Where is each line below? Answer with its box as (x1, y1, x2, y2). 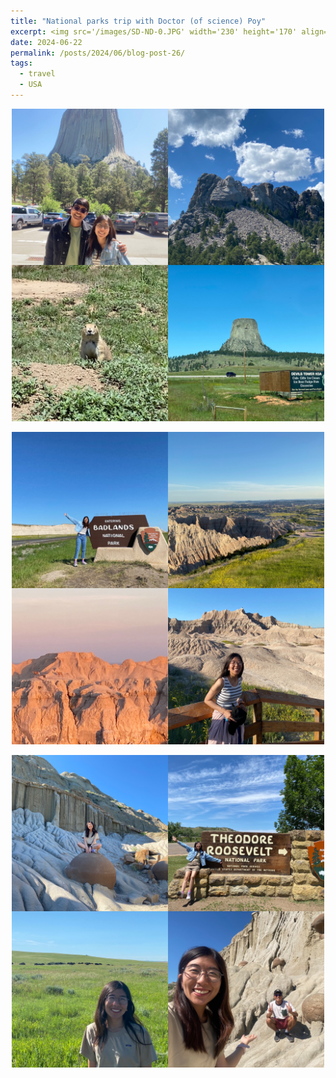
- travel (19, 69, 56, 79)
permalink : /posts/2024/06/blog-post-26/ (10, 48, 186, 58)
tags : (10, 58, 33, 69)
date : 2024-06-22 (10, 37, 83, 47)
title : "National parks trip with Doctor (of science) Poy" (10, 16, 267, 26)
